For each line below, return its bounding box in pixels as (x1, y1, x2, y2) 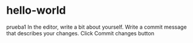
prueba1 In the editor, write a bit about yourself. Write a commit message (6, 23, 187, 30)
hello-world (6, 4, 67, 17)
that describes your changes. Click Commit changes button (6, 29, 154, 36)
